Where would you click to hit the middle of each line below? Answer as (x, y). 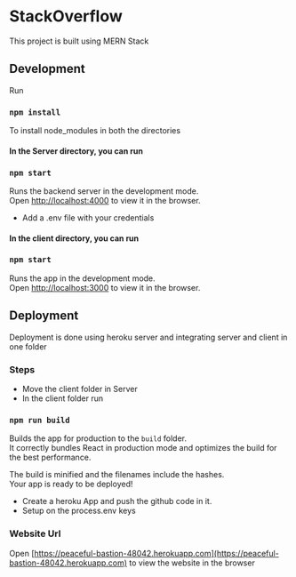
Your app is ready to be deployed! (71, 484)
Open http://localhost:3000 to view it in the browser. (105, 287)
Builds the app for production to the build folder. (98, 438)
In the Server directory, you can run (76, 151)
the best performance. (50, 457)
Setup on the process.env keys (79, 511)
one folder (28, 346)
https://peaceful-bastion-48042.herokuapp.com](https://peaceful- (157, 553)
